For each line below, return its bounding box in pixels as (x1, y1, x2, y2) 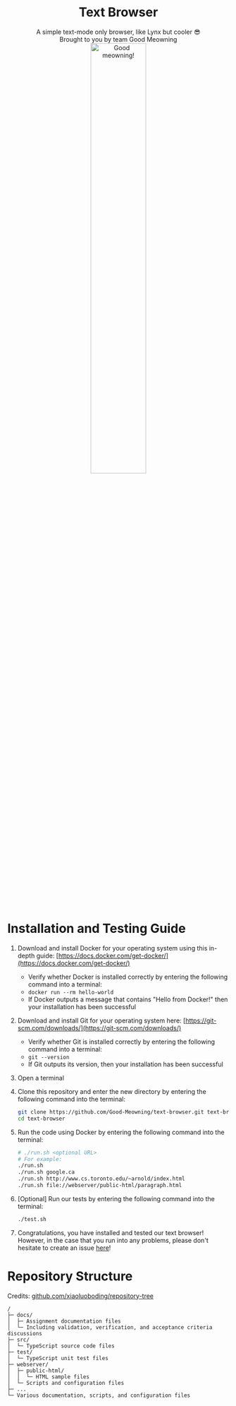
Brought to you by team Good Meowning (59, 35, 178, 43)
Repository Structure (7, 1268, 133, 1284)
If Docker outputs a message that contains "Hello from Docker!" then (27, 995, 228, 1003)
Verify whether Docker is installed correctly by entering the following (27, 972, 228, 981)
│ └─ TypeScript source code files (7, 1342, 115, 1350)
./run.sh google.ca (17, 1169, 75, 1176)
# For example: (17, 1155, 63, 1162)
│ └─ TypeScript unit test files (7, 1354, 109, 1362)
